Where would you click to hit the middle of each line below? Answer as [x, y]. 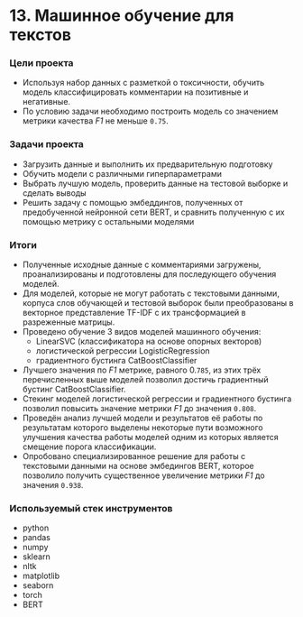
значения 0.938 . [53, 485]
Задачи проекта [46, 144]
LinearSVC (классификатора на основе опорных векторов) [149, 341]
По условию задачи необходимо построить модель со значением [150, 111]
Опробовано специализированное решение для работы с [134, 456]
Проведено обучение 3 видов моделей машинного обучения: [142, 332]
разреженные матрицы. [69, 322]
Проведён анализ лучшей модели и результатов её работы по [142, 418]
